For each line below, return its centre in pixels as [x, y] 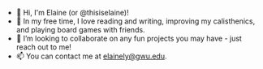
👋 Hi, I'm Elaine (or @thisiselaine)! [72, 13]
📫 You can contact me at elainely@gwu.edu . [92, 56]
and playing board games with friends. [80, 30]
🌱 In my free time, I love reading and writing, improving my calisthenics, [136, 21]
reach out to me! [43, 47]
